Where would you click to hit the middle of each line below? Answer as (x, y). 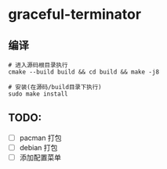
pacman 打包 (40, 138)
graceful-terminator (75, 14)
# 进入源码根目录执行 (38, 65)
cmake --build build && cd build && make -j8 (83, 72)
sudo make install (38, 94)
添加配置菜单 (40, 157)
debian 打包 (38, 147)
